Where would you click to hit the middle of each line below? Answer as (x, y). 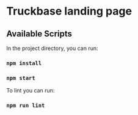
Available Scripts (39, 34)
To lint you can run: (31, 91)
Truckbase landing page (69, 11)
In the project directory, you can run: (52, 48)
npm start (21, 78)
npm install (24, 63)
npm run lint (26, 106)
